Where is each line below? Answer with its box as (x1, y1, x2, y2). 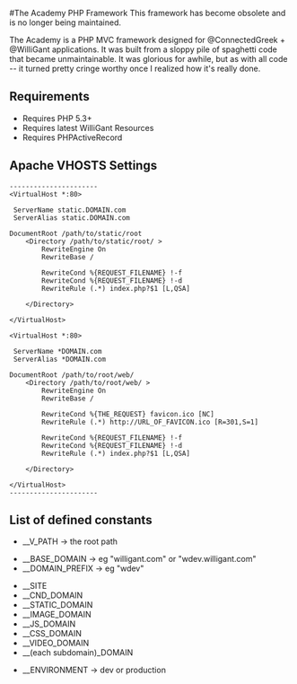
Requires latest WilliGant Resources (22, 122, 154, 133)
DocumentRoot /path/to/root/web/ (9, 370, 135, 380)
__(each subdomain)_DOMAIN (22, 647, 134, 658)
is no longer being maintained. (9, 17, 121, 28)
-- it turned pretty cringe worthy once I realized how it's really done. (9, 63, 261, 74)
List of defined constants (9, 513, 153, 528)
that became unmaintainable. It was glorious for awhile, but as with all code (9, 54, 288, 64)
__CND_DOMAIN (22, 590, 83, 601)
